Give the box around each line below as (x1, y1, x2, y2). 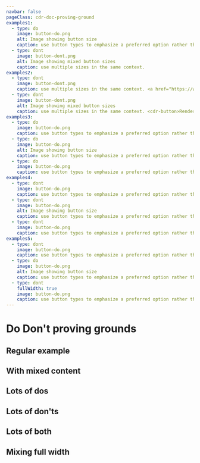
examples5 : (6, 236, 33, 242)
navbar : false (6, 8, 42, 15)
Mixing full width (6, 447, 70, 457)
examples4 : (6, 175, 33, 181)
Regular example (6, 346, 70, 356)
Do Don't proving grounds (6, 322, 137, 336)
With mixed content (6, 366, 81, 376)
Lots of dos (6, 386, 49, 396)
